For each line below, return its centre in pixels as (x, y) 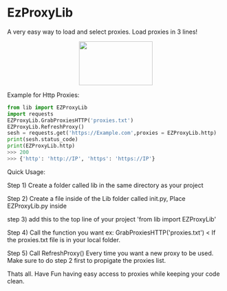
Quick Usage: (26, 172)
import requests (30, 114)
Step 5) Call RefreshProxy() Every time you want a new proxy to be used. (110, 253)
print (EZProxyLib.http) (41, 146)
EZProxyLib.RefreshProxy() (46, 127)
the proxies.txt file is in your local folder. (64, 239)
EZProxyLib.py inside (37, 206)
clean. (16, 281)
